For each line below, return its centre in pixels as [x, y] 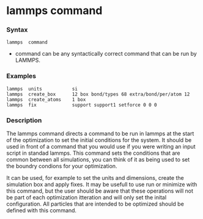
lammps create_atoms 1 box [46, 99]
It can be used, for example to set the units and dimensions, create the [95, 178]
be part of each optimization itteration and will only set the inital [87, 198]
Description [24, 120]
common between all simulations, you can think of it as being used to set [98, 160]
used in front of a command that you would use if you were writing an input [101, 147]
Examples [21, 76]
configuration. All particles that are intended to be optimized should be [95, 204]
